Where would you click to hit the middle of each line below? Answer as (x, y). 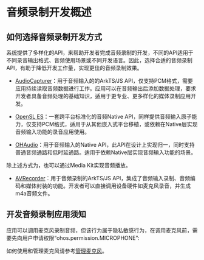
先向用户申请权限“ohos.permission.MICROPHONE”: (75, 237)
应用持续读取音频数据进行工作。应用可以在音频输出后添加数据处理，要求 (105, 88)
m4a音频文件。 (34, 193)
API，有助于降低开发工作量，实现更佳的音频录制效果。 (74, 68)
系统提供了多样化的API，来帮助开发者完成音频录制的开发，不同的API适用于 (100, 53)
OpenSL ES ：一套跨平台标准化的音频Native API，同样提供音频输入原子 (104, 117)
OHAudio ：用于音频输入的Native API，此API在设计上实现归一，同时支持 (105, 145)
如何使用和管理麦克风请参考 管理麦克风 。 (57, 251)
